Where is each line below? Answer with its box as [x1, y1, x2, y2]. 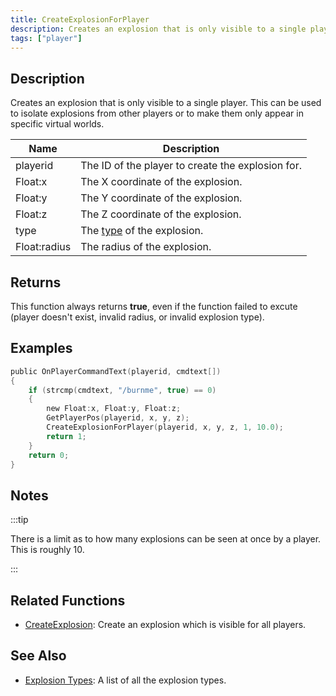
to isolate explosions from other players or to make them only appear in [10, 107, 304, 120]
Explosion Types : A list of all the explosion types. [24, 674, 227, 686]
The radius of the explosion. [80, 240, 212, 254]
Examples [10, 340, 73, 357]
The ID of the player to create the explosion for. [80, 159, 302, 173]
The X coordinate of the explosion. [80, 175, 243, 189]
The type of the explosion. [80, 224, 204, 238]
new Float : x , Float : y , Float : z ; [46, 404, 182, 414]
